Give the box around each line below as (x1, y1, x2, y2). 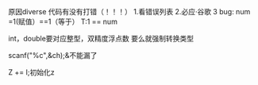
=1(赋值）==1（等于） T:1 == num (8, 17, 117, 26)
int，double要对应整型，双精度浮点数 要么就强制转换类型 (8, 34, 194, 43)
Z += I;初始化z (8, 68, 55, 77)
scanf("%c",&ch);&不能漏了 (8, 51, 98, 60)
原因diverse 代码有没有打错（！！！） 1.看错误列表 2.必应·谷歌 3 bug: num (8, 7, 251, 16)
